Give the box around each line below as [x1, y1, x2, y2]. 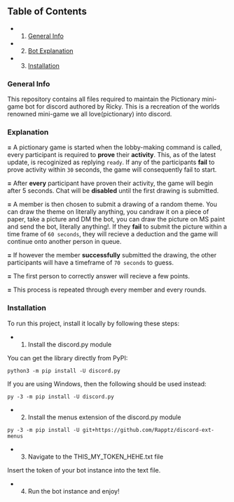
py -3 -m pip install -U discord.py [7, 393, 114, 400]
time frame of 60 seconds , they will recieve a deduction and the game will [7, 230, 219, 238]
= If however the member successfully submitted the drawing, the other [7, 251, 217, 259]
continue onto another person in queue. [7, 238, 122, 246]
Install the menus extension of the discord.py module [27, 413, 181, 421]
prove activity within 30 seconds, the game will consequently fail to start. [7, 165, 217, 174]
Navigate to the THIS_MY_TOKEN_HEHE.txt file [27, 452, 163, 461]
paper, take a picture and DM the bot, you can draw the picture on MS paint [7, 215, 226, 224]
